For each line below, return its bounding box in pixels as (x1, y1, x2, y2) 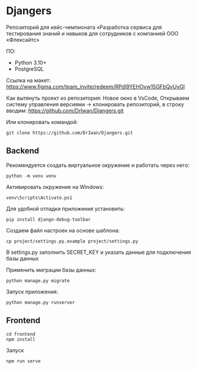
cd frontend (6, 331, 35, 337)
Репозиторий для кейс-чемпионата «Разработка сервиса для (6, 24, 162, 31)
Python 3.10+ (14, 59, 47, 66)
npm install (6, 336, 35, 342)
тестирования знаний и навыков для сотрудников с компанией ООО (6, 30, 179, 37)
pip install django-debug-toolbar (6, 217, 91, 222)
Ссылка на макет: (6, 77, 51, 84)
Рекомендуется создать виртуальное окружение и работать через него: (6, 161, 190, 169)
